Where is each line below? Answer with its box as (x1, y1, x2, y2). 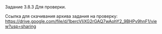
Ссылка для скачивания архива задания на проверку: (5, 13, 118, 19)
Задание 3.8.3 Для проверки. (5, 4, 66, 10)
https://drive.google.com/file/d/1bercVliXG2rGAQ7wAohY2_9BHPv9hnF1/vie (5, 19, 157, 24)
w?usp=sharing (5, 23, 37, 29)
